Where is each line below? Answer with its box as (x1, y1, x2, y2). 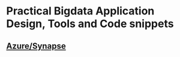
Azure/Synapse (6, 41, 66, 51)
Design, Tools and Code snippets (6, 17, 174, 31)
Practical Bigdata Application (6, 4, 155, 18)
